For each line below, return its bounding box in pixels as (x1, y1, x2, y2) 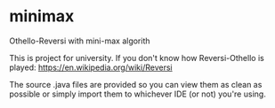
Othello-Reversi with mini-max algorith (9, 35, 150, 46)
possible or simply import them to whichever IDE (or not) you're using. (9, 89, 267, 99)
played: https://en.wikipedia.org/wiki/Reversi (9, 62, 173, 73)
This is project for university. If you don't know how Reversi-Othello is (9, 52, 264, 63)
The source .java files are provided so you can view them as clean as (9, 79, 263, 89)
